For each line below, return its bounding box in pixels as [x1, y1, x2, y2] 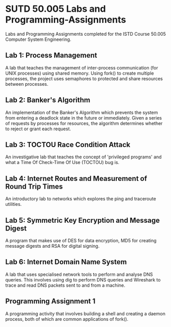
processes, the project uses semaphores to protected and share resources [5, 75, 163, 82]
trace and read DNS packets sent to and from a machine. [5, 282, 125, 288]
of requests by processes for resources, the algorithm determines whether [5, 120, 163, 126]
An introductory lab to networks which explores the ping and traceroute [5, 196, 156, 202]
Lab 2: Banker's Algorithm [5, 96, 91, 105]
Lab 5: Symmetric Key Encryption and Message [5, 216, 160, 225]
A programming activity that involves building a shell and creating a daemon [5, 310, 165, 317]
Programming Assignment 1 [5, 297, 96, 306]
